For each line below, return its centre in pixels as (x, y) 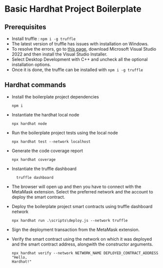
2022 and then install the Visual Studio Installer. (60, 54)
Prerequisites (25, 27)
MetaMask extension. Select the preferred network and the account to (82, 191)
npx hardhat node (29, 124)
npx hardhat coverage (33, 159)
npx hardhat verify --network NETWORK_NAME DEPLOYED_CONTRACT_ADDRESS (85, 253)
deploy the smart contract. (38, 197)
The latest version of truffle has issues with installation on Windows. (80, 44)
